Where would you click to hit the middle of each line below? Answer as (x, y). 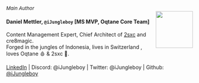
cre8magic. (20, 41)
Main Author (20, 8)
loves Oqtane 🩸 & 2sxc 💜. (38, 54)
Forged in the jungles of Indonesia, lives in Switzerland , (74, 47)
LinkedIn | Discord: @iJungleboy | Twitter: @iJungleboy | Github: (85, 67)
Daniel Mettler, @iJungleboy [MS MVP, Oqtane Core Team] (78, 21)
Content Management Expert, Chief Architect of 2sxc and (76, 35)
